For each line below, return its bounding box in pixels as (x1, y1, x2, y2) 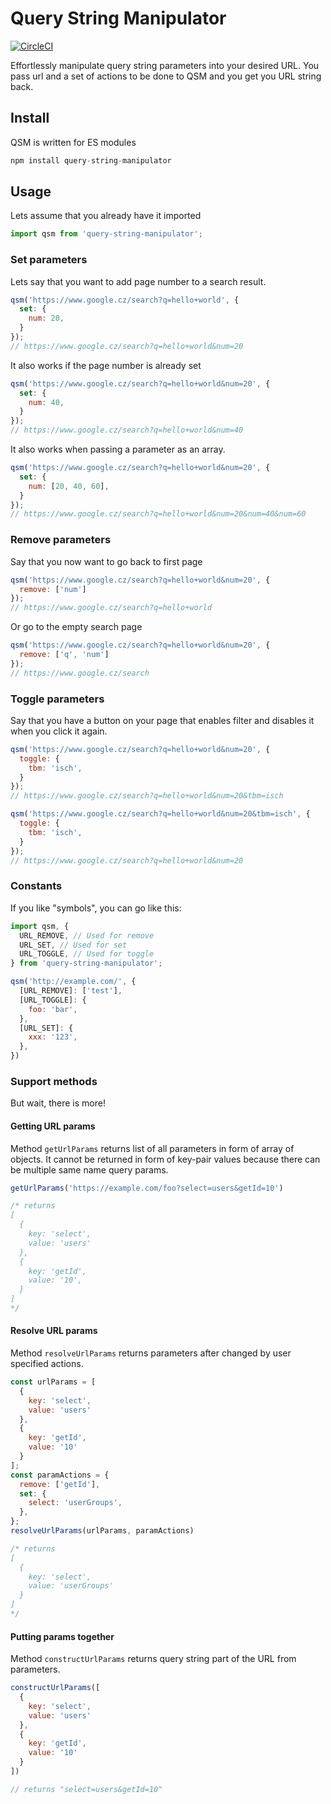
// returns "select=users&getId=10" (10, 1784, 163, 1794)
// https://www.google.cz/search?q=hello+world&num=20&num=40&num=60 (10, 509, 307, 519)
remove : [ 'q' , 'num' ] (19, 650, 110, 660)
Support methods (10, 1074, 98, 1088)
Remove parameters (10, 533, 112, 547)
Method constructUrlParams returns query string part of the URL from (10, 1653, 297, 1665)
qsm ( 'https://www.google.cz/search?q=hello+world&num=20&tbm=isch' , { (10, 809, 311, 819)
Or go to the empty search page (10, 621, 143, 633)
